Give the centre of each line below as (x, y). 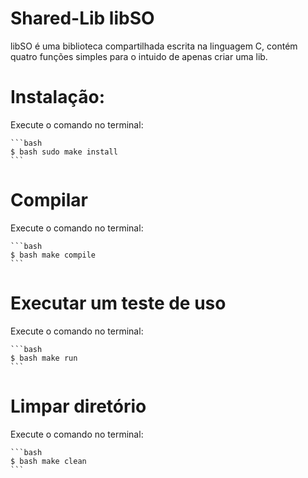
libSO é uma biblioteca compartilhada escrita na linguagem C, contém (154, 46)
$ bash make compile (53, 255)
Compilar (49, 200)
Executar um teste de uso (118, 303)
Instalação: (57, 97)
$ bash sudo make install (64, 152)
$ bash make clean (48, 461)
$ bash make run (44, 358)
